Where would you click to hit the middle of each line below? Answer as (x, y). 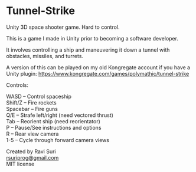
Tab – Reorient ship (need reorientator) (53, 121)
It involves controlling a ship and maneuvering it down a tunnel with (88, 50)
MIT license (20, 164)
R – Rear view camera (32, 134)
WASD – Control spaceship (39, 96)
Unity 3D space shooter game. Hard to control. (63, 27)
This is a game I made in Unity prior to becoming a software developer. (92, 38)
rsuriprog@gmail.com (32, 157)
